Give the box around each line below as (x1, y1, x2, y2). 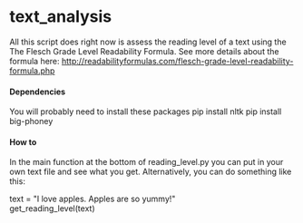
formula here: (9, 55, 61, 66)
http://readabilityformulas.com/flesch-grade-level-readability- (62, 55, 294, 66)
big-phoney (9, 116, 54, 127)
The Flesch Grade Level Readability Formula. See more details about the (9, 45, 279, 56)
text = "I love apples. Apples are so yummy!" (9, 193, 176, 205)
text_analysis (9, 6, 112, 27)
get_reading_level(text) (9, 203, 95, 214)
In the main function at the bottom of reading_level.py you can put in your (9, 157, 284, 168)
